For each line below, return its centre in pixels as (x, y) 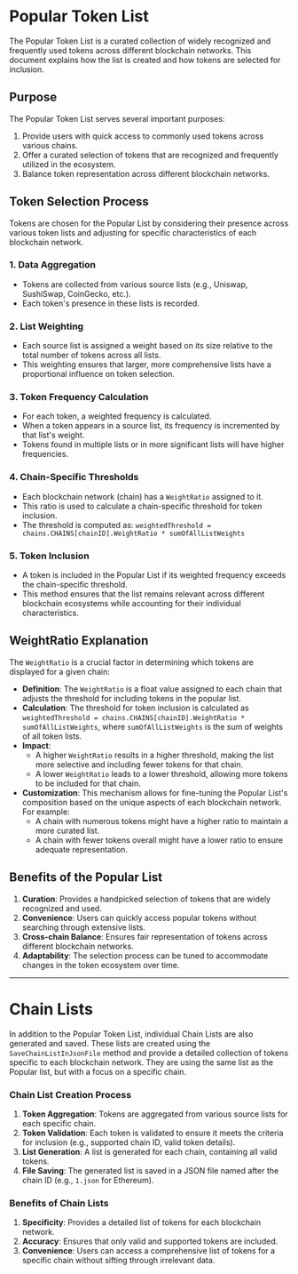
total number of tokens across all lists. (91, 355)
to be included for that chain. (88, 783)
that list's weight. (53, 435)
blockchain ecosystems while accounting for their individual (131, 604)
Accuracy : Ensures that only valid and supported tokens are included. (150, 1241)
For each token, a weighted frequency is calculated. (117, 416)
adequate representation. (82, 849)
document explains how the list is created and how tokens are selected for (145, 60)
